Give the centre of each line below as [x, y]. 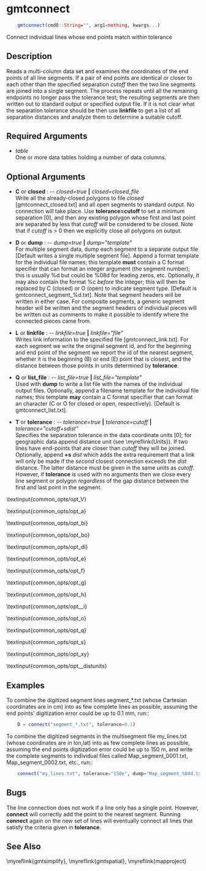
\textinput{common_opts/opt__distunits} [57, 666]
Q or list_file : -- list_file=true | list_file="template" [78, 377]
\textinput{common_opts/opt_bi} [47, 523]
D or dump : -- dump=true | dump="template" [74, 243]
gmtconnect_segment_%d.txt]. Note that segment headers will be [98, 295]
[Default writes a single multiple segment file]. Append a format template [107, 256]
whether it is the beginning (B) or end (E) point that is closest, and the [103, 359]
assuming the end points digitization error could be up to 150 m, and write [100, 749]
